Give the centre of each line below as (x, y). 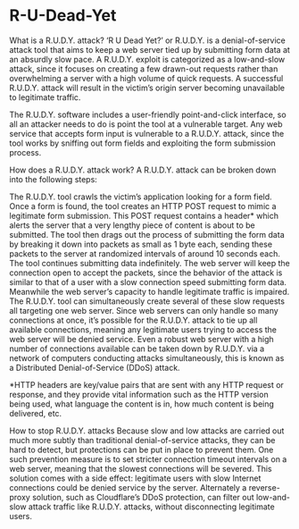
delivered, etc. (36, 413)
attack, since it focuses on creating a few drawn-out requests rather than (144, 69)
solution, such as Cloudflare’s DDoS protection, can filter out (143, 497)
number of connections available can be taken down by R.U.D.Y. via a (137, 348)
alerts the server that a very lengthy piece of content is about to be (133, 225)
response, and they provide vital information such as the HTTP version (139, 394)
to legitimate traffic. (45, 97)
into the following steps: (54, 179)
